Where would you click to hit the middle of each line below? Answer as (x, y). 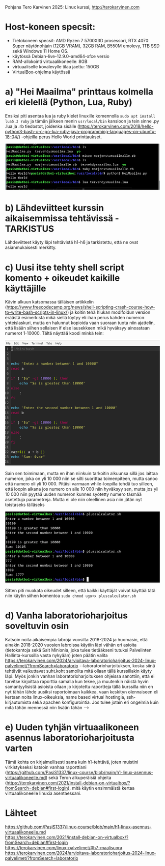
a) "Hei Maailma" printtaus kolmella (79, 92)
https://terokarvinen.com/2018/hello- (116, 126)
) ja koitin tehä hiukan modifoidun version (109, 312)
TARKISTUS (30, 229)
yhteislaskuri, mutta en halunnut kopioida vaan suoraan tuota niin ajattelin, (80, 323)
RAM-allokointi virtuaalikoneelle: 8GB (50, 61)
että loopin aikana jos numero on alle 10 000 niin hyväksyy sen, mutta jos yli (82, 489)
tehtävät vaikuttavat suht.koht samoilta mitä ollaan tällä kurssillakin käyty (79, 671)
